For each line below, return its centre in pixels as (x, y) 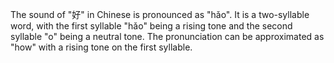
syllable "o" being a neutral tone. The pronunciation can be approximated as (167, 36)
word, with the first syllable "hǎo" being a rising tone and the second (151, 26)
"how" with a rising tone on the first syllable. (101, 47)
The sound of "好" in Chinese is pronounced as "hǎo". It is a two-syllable (160, 14)
